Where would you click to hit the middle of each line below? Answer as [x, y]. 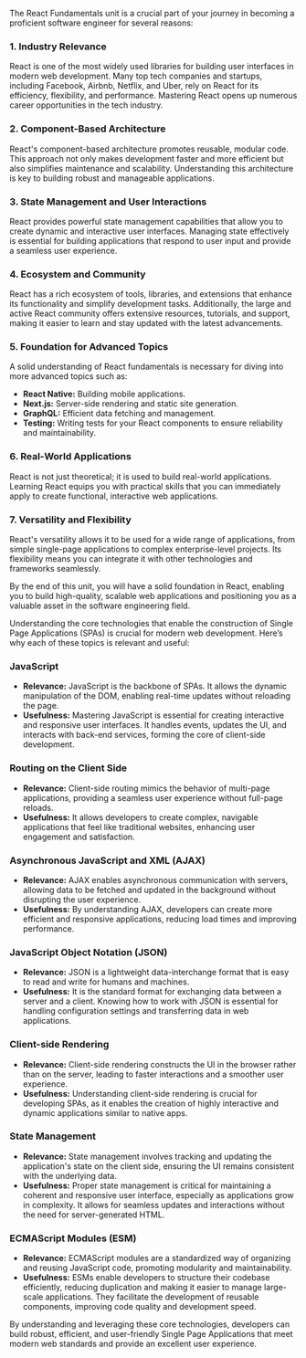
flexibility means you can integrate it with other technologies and [131, 559]
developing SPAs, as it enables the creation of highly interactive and [151, 1103]
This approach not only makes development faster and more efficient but [147, 158]
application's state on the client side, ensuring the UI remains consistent [158, 1166]
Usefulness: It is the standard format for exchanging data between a [152, 992]
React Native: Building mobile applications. [104, 394]
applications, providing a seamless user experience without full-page [153, 797]
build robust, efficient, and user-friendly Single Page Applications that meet [152, 1334]
